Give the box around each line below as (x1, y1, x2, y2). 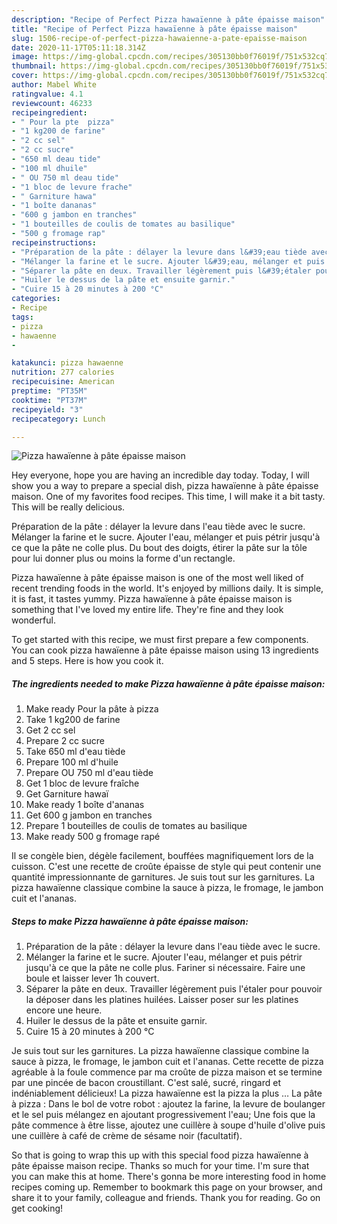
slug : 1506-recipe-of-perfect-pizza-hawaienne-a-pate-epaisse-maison (11, 33, 308, 43)
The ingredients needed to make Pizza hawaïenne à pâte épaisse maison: (11, 677, 326, 690)
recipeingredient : (11, 107, 88, 118)
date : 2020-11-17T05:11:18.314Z (11, 42, 146, 53)
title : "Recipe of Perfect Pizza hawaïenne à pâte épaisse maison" (11, 24, 299, 34)
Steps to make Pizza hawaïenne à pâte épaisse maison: (11, 915, 249, 927)
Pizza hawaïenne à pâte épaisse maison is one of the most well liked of (11, 572, 304, 584)
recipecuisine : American (11, 377, 115, 387)
